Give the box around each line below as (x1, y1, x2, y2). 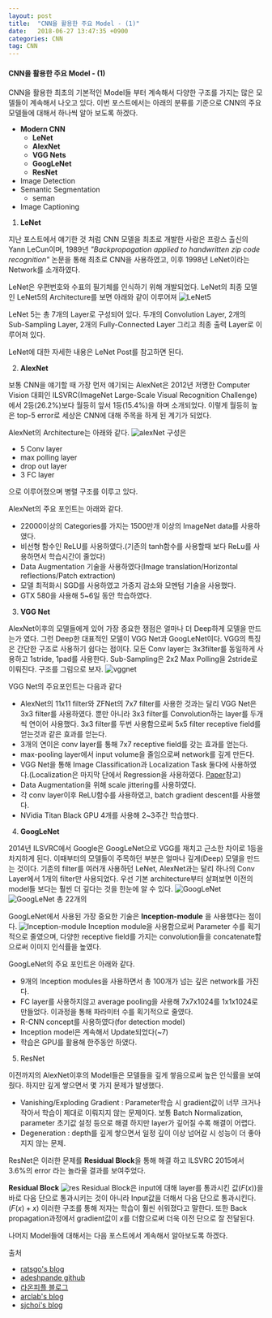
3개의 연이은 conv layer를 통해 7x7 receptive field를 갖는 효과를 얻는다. (19, 740, 249, 750)
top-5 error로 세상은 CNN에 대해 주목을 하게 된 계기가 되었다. (16, 411, 212, 421)
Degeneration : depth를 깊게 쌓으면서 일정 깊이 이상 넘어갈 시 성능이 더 (19, 1128, 247, 1138)
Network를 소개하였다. (8, 265, 81, 274)
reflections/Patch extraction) (19, 571, 116, 581)
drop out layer (19, 461, 67, 471)
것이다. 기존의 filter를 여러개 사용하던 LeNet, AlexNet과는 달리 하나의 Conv (16, 864, 255, 874)
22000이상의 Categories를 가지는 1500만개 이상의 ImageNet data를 (19, 521, 239, 531)
